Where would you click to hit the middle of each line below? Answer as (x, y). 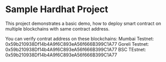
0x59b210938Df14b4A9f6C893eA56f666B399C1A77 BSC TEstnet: (76, 49)
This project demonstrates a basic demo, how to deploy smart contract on (83, 23)
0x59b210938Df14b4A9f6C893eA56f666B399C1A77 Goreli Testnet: (77, 44)
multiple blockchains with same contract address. (57, 28)
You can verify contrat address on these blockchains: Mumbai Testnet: (80, 39)
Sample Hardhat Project (57, 9)
